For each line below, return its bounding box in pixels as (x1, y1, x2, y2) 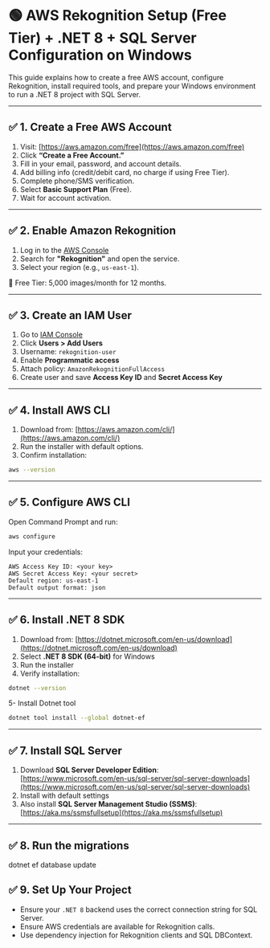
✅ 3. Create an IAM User (8, 309, 133, 322)
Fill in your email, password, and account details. (19, 158, 182, 169)
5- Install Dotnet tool (8, 698, 76, 708)
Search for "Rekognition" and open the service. (19, 254, 180, 264)
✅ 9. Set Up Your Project (8, 883, 132, 897)
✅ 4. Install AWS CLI (8, 403, 111, 417)
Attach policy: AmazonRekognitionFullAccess (19, 364, 166, 374)
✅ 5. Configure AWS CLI (8, 496, 131, 509)
